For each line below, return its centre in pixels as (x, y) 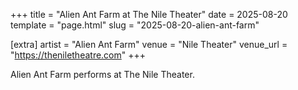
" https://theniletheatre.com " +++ (78, 55)
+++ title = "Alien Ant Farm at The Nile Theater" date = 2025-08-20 (149, 14)
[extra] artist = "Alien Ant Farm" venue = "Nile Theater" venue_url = (149, 44)
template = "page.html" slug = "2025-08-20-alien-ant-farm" (135, 25)
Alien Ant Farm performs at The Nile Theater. (102, 74)
